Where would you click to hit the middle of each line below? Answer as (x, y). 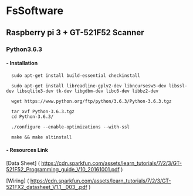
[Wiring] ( (18, 181)
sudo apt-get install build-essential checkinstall (76, 75)
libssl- (178, 86)
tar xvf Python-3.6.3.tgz (43, 111)
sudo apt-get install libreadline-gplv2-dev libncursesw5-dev (89, 86)
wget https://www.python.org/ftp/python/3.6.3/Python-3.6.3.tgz (92, 101)
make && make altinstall (42, 137)
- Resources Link (27, 150)
